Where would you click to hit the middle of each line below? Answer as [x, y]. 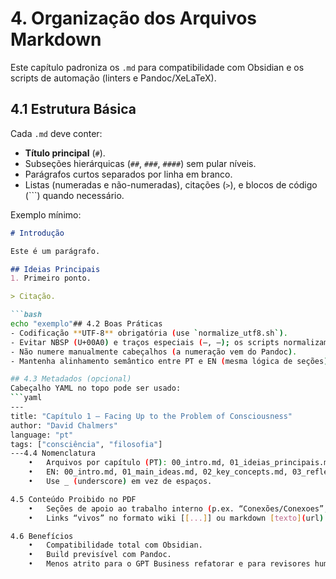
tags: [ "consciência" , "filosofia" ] [86, 444]
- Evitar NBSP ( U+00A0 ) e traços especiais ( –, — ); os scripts [145, 342]
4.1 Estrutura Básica [73, 109]
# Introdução [37, 233]
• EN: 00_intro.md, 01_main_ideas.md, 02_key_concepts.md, [158, 472]
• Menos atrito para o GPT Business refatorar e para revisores [169, 564]
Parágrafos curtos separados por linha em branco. [128, 174]
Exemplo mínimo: [46, 214]
